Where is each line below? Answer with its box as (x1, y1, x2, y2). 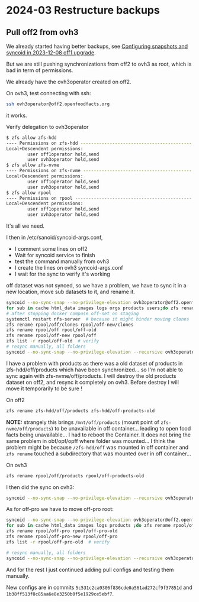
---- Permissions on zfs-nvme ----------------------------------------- (6, 168, 192, 174)
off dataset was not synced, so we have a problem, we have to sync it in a (6, 282, 187, 289)
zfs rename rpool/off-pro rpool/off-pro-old (6, 528, 118, 534)
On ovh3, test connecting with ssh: (6, 90, 91, 96)
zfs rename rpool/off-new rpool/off (6, 332, 97, 339)
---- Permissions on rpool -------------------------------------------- (6, 195, 192, 201)
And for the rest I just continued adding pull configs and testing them (6, 566, 174, 573)
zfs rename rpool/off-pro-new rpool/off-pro (6, 533, 118, 539)
